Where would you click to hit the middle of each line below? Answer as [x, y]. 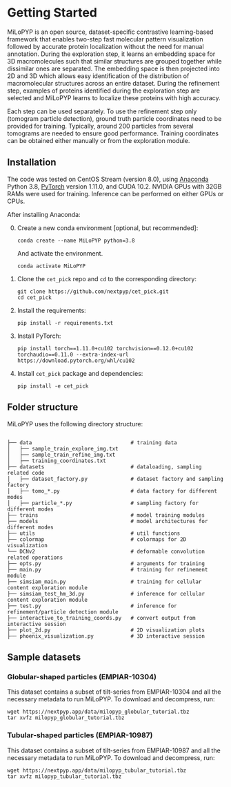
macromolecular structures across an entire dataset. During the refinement [113, 83]
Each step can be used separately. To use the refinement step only [102, 111]
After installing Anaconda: [44, 214]
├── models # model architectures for [108, 521]
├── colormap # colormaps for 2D [97, 539]
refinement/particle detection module [63, 612]
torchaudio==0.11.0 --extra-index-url [73, 354]
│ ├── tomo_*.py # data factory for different [112, 491]
